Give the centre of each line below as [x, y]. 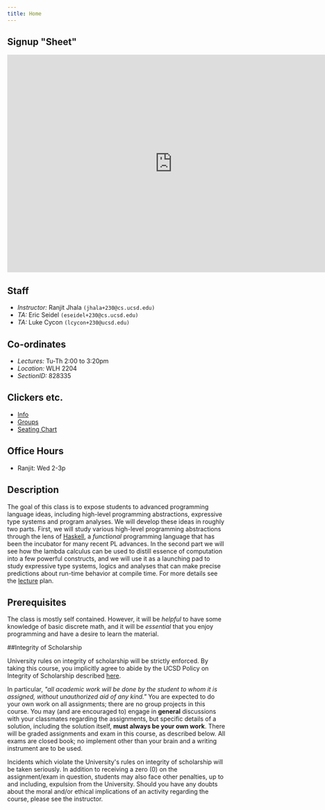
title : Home [24, 14]
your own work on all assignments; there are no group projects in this [106, 704]
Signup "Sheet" [42, 42]
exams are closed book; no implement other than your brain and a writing [112, 741]
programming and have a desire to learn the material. [83, 634]
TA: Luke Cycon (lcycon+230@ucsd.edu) [73, 322]
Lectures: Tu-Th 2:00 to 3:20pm [63, 361]
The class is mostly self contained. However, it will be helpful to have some [115, 619]
